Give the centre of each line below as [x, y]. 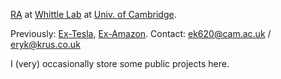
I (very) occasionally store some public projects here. [120, 63]
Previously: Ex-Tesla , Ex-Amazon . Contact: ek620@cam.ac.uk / [141, 33]
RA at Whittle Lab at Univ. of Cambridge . [93, 14]
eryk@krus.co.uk [45, 44]
